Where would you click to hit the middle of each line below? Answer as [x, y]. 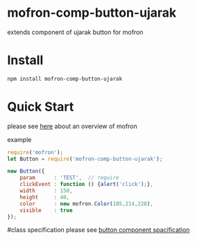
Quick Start [41, 107]
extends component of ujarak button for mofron [75, 32]
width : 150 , [46, 191]
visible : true [46, 210]
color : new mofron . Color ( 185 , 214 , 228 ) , [87, 203]
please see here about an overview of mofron [72, 126]
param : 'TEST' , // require [69, 178]
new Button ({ [26, 171]
